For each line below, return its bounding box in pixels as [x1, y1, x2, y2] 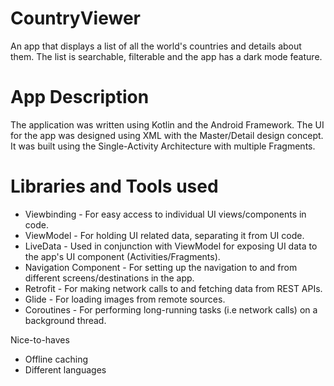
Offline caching [24, 353, 88, 365]
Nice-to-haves [10, 333, 70, 346]
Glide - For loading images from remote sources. [24, 293, 226, 305]
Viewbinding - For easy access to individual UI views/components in [24, 208, 307, 220]
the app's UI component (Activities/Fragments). [24, 250, 221, 262]
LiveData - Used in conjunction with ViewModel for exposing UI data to [24, 240, 318, 252]
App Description [10, 86, 150, 109]
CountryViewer [10, 7, 141, 30]
